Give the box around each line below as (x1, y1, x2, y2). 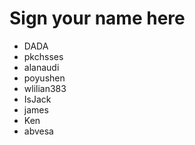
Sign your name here (9, 7, 186, 30)
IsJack (23, 93, 52, 105)
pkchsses (23, 50, 64, 62)
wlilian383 (23, 82, 67, 94)
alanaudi (23, 61, 60, 73)
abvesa (23, 125, 54, 137)
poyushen (23, 72, 66, 84)
